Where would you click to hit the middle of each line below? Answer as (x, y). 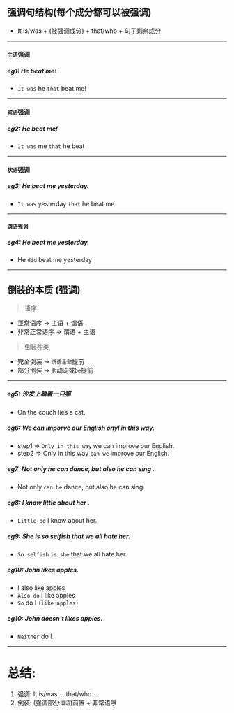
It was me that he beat (51, 146)
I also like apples (41, 588)
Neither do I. (36, 636)
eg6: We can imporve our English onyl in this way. (81, 428)
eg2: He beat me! (33, 129)
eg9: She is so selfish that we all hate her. (69, 536)
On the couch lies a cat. (51, 412)
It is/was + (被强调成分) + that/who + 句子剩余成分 (89, 31)
